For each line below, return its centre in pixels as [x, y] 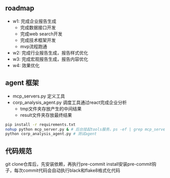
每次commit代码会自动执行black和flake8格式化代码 [67, 170]
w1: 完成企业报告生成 [34, 21]
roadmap [20, 8]
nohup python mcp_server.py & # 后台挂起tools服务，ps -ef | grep [74, 129]
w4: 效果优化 [26, 65]
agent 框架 [22, 83]
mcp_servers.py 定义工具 [39, 96]
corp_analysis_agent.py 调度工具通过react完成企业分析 [70, 102]
